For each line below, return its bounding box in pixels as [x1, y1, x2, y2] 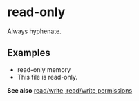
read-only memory [17, 65, 71, 73]
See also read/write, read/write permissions [7, 86, 133, 94]
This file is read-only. [17, 73, 78, 81]
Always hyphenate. [7, 27, 62, 35]
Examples [7, 47, 50, 59]
